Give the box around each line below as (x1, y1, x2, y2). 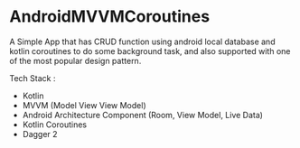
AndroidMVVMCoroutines (9, 6, 211, 27)
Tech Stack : (9, 72, 56, 83)
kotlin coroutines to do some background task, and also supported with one (9, 45, 291, 56)
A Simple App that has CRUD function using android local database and (9, 36, 276, 47)
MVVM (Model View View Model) (22, 99, 146, 110)
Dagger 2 (22, 128, 58, 139)
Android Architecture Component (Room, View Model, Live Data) (22, 109, 264, 120)
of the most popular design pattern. (9, 55, 142, 66)
